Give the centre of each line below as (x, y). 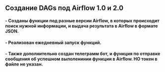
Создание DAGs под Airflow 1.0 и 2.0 (64, 8)
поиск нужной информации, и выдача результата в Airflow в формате (82, 26)
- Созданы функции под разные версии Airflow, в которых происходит (82, 20)
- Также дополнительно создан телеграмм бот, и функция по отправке (83, 54)
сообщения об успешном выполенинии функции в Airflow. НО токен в (81, 59)
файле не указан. (24, 64)
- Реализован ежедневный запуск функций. (53, 42)
